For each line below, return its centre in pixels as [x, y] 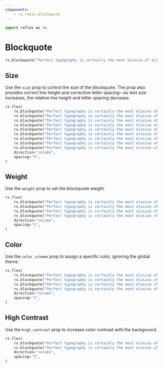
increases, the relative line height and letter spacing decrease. [68, 98]
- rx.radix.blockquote [37, 14]
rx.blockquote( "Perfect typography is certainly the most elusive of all [82, 60]
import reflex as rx [26, 27]
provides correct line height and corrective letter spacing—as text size [76, 93]
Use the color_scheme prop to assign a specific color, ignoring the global [78, 256]
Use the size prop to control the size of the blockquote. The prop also [75, 87]
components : [17, 10]
